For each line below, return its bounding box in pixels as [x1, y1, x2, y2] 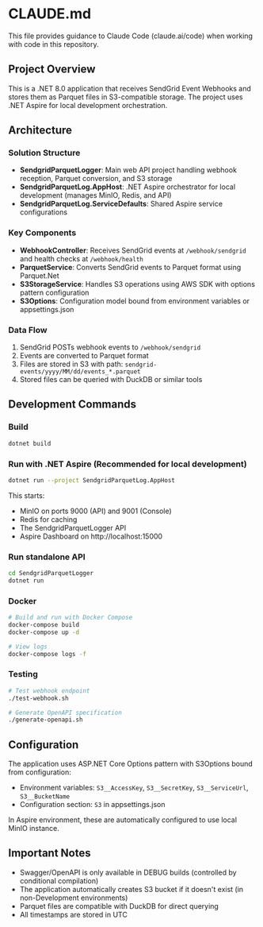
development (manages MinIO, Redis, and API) [19, 191, 172, 200]
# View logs [8, 643, 48, 651]
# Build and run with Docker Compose [8, 613, 133, 622]
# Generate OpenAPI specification [8, 709, 123, 716]
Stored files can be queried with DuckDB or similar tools [19, 375, 203, 384]
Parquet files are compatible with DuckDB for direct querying [19, 901, 219, 910]
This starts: [8, 490, 45, 500]
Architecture [8, 124, 73, 137]
